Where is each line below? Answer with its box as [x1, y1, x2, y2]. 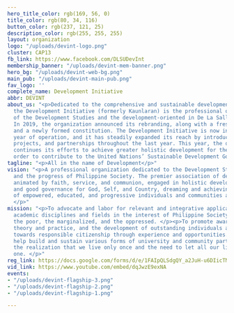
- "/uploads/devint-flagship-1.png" [7, 289, 114, 297]
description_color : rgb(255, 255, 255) [7, 29, 123, 37]
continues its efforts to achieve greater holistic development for [13, 147, 217, 154]
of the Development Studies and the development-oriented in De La [13, 114, 214, 121]
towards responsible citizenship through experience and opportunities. [13, 231, 229, 238]
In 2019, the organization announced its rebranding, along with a [13, 120, 214, 128]
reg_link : [7, 257, 36, 264]
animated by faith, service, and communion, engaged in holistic [13, 179, 208, 186]
